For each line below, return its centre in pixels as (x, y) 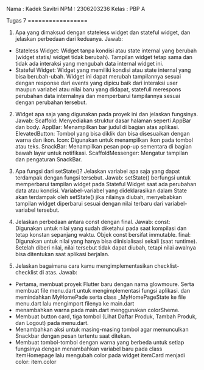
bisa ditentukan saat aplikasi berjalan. (62, 254)
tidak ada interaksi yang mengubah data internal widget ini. (89, 64)
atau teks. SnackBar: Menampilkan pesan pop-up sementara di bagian (103, 146)
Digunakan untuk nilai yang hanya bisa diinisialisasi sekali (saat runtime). (106, 241)
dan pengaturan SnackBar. (48, 159)
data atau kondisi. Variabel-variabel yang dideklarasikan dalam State (101, 190)
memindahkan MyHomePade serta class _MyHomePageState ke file (100, 297)
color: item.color (36, 362)
